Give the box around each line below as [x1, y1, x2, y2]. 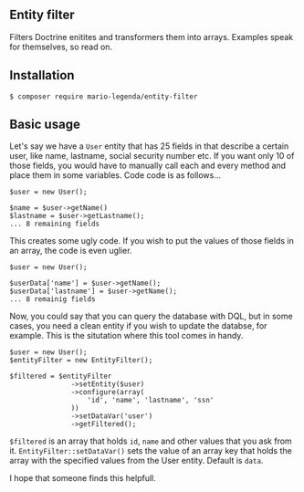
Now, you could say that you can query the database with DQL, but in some [9, 310, 294, 322]
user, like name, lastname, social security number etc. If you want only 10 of [9, 151, 295, 162]
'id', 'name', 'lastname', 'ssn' [87, 396, 215, 405]
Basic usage [9, 117, 80, 132]
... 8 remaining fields [9, 219, 100, 229]
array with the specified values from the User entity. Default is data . [9, 455, 264, 466]
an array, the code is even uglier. [9, 246, 132, 256]
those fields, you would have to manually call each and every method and [9, 160, 286, 172]
